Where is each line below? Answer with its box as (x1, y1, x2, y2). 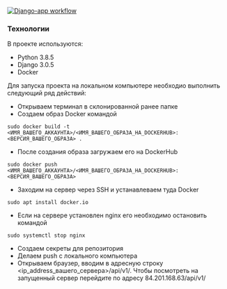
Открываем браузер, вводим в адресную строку (17, 259, 164, 267)
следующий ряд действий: (7, 89, 87, 97)
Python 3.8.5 (17, 53, 54, 62)
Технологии (7, 24, 50, 33)
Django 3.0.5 (17, 61, 54, 69)
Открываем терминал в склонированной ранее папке (17, 102, 178, 111)
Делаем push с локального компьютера (17, 251, 138, 260)
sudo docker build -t (7, 123, 70, 130)
